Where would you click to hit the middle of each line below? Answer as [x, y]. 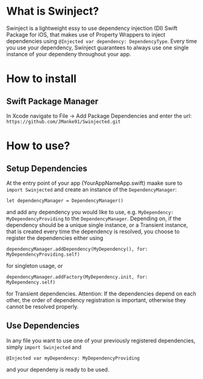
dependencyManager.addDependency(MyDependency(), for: [77, 249]
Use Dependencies [43, 326]
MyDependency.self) [31, 282]
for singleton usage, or [35, 265]
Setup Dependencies [47, 168]
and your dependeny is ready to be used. [58, 369]
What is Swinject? [53, 11]
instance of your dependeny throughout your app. [69, 54]
